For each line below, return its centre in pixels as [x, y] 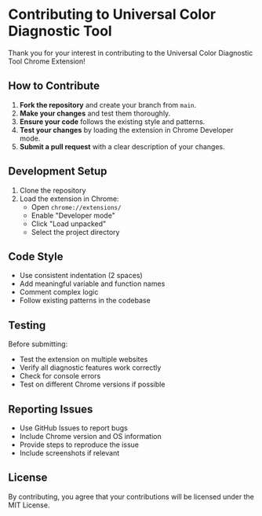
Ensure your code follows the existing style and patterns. [112, 121]
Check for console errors [60, 376]
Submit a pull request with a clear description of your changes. [122, 146]
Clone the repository [53, 190]
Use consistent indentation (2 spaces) [81, 276]
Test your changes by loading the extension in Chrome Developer [126, 130]
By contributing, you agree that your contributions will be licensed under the [131, 496]
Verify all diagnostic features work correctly [90, 368]
